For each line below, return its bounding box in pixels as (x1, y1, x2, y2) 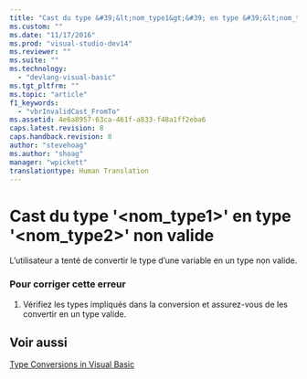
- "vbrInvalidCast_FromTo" (17, 107, 121, 116)
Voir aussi (9, 335, 68, 350)
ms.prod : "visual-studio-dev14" (9, 38, 132, 48)
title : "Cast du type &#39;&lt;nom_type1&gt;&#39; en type (9, 13, 239, 23)
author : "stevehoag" (9, 141, 89, 150)
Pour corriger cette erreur (9, 278, 126, 290)
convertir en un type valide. (22, 308, 127, 320)
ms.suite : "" (9, 56, 59, 65)
